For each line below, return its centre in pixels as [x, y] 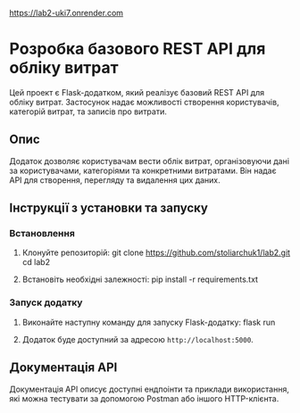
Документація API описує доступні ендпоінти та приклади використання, [150, 389]
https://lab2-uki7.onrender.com [66, 13]
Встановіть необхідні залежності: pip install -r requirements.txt [140, 279]
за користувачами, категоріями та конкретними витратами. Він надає [143, 170]
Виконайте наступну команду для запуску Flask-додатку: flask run [149, 322]
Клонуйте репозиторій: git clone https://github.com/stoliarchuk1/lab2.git [156, 252]
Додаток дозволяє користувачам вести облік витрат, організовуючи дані [150, 161]
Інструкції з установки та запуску [108, 208]
